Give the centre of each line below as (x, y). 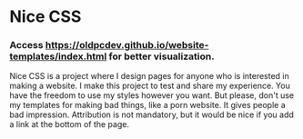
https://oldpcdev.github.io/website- (127, 45)
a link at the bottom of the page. (70, 124)
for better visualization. (162, 56)
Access (26, 45)
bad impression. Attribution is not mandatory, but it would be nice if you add (151, 114)
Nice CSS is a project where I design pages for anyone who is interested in (149, 76)
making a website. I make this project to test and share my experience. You (150, 86)
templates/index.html (58, 56)
